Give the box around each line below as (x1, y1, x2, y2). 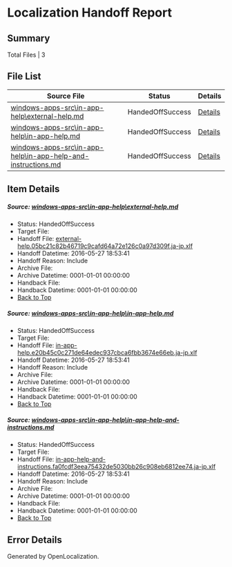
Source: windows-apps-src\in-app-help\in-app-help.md (7, 309, 174, 317)
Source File (46, 91, 85, 101)
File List (7, 70, 41, 82)
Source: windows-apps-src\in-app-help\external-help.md (7, 202, 179, 211)
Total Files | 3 (7, 50, 46, 59)
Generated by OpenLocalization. (7, 552, 99, 560)
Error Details (7, 534, 62, 546)
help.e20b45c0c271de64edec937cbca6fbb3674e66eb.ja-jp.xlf (17, 349, 197, 357)
